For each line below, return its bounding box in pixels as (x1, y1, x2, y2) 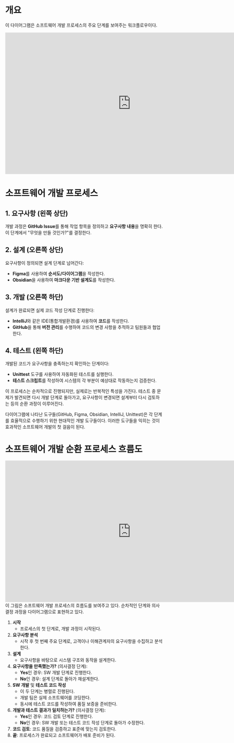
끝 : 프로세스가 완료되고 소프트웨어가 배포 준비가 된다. (12, 732, 115, 738)
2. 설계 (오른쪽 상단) (5, 246, 63, 254)
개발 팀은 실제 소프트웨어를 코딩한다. (19, 695, 91, 701)
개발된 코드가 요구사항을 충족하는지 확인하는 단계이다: (5, 360, 109, 366)
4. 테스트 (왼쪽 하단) (5, 346, 63, 355)
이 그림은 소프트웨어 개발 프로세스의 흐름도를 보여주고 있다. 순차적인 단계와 (5, 603, 151, 609)
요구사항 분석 (12, 632, 38, 638)
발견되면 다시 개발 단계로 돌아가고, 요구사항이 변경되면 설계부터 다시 (14, 395, 146, 401)
